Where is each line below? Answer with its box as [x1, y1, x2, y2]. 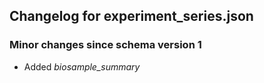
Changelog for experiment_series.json [9, 8, 254, 25]
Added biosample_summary [23, 60, 141, 73]
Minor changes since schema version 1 [9, 38, 202, 52]
